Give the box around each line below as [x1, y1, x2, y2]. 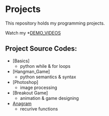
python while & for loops [20, 63, 71, 69]
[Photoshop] [12, 79, 39, 85]
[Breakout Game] [12, 89, 48, 96]
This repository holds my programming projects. [5, 20, 105, 26]
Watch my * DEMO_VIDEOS [5, 30, 61, 36]
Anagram [12, 100, 32, 106]
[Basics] [12, 58, 30, 64]
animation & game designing [20, 95, 79, 101]
